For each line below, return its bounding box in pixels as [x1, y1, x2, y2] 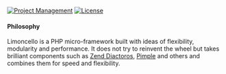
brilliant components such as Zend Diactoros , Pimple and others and [7, 52, 201, 60]
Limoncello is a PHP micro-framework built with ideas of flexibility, [7, 38, 194, 46]
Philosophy [7, 22, 40, 30]
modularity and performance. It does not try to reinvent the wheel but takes [7, 45, 220, 53]
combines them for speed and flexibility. [7, 59, 121, 68]
